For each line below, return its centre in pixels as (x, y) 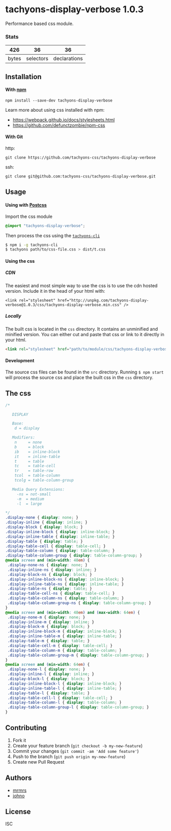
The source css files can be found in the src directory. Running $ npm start (84, 372)
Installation (23, 77)
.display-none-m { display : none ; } (46, 617)
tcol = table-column (37, 475)
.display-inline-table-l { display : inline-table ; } (65, 688)
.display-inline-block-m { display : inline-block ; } (65, 632)
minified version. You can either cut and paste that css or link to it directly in (85, 334)
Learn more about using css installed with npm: (55, 110)
